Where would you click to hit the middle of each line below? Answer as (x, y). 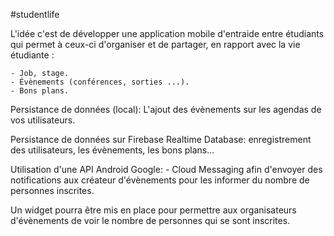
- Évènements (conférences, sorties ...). (100, 82)
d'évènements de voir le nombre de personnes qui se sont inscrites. (150, 220)
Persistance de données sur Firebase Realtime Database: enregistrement (161, 139)
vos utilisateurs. (43, 120)
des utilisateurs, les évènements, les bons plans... (112, 150)
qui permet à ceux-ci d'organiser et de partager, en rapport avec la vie (155, 44)
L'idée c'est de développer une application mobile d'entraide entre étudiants (167, 33)
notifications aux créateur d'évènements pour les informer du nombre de (160, 180)
